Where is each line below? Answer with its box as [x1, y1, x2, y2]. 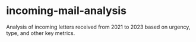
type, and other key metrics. [6, 29, 75, 36]
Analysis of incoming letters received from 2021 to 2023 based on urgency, [6, 23, 191, 30]
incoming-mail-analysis [6, 4, 127, 17]
